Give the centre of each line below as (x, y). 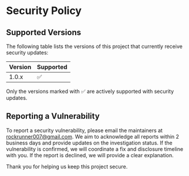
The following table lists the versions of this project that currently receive (95, 46)
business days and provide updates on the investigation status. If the (89, 143)
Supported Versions (43, 32)
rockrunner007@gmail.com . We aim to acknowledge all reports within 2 (93, 136)
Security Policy (44, 11)
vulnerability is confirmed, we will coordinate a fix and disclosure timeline (95, 149)
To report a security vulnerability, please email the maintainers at (85, 130)
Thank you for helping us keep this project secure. (67, 166)
